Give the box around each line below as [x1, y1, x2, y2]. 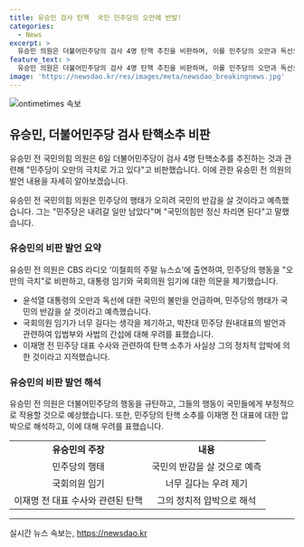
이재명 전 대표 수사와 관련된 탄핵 [14, 495, 143, 507]
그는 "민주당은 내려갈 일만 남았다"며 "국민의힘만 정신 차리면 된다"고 [35, 205, 273, 217]
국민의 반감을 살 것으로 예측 [151, 460, 262, 473]
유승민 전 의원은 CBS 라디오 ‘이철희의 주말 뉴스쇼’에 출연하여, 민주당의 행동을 [9, 264, 280, 275]
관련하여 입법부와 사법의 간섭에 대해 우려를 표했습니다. [22, 328, 214, 339]
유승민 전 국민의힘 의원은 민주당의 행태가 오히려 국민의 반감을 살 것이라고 [9, 194, 265, 205]
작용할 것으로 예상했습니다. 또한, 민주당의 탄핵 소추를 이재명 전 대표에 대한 [18, 410, 280, 420]
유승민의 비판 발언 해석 [9, 376, 102, 389]
